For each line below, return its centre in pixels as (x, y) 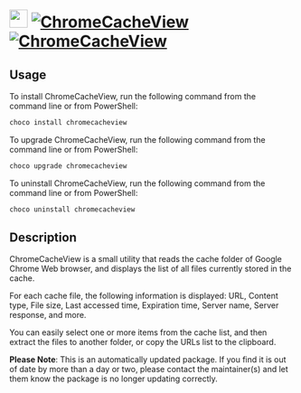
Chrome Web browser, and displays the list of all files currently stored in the (150, 269)
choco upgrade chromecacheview (68, 166)
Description (43, 238)
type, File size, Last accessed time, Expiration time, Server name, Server (144, 305)
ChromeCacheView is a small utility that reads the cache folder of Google (146, 259)
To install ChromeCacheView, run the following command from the (132, 96)
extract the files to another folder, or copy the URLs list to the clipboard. (143, 342)
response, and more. (48, 315)
